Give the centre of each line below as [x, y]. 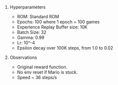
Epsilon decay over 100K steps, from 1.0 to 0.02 [65, 48]
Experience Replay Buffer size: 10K [52, 27]
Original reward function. [42, 67]
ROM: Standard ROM [38, 16]
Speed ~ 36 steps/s [37, 77]
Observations [23, 57]
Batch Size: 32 [32, 32]
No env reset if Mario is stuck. [47, 72]
